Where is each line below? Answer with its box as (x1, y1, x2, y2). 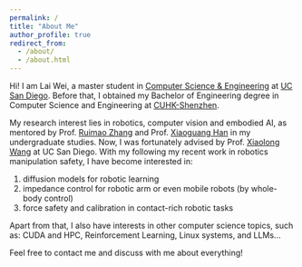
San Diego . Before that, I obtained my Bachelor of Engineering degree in (9, 90, 279, 101)
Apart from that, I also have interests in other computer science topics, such (9, 220, 294, 231)
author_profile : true (9, 30, 92, 39)
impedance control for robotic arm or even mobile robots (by (22, 183, 249, 193)
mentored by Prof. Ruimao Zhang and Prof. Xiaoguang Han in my (9, 127, 251, 137)
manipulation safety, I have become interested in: (9, 156, 193, 166)
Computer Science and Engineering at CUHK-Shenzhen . (9, 100, 219, 110)
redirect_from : (9, 38, 67, 48)
